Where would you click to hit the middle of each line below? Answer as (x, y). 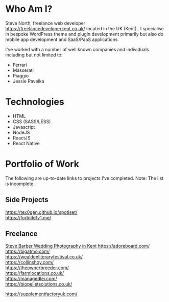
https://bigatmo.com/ (28, 251)
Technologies (35, 102)
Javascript (24, 127)
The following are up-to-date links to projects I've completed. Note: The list (84, 178)
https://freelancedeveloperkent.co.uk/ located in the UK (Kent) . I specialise (85, 28)
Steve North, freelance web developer (45, 23)
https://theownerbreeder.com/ (37, 268)
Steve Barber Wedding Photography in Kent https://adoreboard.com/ (77, 246)
